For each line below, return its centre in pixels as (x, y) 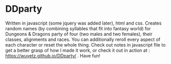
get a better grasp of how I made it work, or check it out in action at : (78, 50)
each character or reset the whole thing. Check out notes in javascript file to (85, 45)
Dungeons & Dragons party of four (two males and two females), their (79, 34)
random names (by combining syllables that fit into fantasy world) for (78, 28)
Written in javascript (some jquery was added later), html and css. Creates (83, 23)
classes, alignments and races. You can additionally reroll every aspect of (83, 39)
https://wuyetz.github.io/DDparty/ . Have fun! (53, 56)
